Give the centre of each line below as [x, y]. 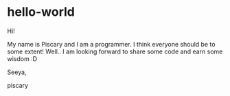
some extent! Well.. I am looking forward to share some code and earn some [115, 51]
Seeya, [17, 72]
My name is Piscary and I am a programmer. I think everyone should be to [111, 44]
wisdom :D [22, 58]
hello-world [41, 12]
